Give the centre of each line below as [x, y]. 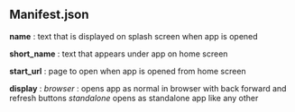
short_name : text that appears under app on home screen [119, 54]
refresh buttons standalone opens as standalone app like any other [134, 98]
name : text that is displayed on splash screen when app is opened [134, 36]
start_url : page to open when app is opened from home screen [128, 71]
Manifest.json [49, 15]
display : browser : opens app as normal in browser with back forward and [148, 88]
